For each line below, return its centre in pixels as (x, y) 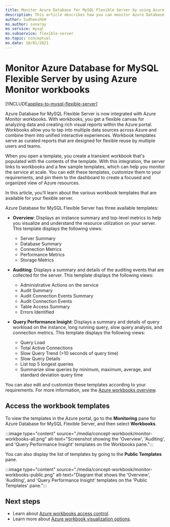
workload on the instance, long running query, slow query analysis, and (87, 327)
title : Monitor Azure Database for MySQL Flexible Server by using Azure (85, 10)
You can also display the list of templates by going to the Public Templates (83, 454)
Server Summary (38, 238)
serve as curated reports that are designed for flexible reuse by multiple (80, 141)
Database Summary (41, 244)
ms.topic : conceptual (28, 39)
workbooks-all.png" (26, 439)
